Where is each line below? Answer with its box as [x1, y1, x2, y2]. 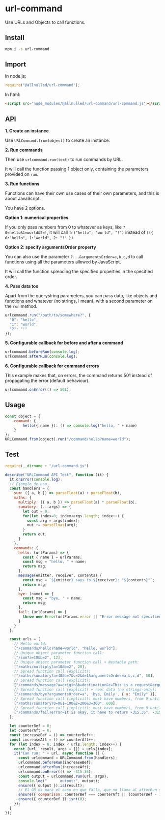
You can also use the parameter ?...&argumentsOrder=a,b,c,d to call [5, 254, 143, 259]
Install [5, 33, 25, 42]
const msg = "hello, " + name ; [23, 559, 87, 564]
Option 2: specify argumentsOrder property [5, 244, 97, 250]
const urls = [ [9, 637, 41, 642]
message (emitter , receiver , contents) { [18, 573, 102, 578]
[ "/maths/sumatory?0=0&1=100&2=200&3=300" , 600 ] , [14, 701, 118, 706]
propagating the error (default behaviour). [5, 378, 90, 384]
